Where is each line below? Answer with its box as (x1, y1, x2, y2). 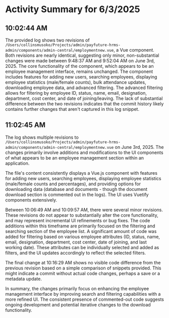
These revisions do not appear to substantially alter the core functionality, (5, 212, 158, 218)
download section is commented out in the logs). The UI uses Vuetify (5, 191, 149, 197)
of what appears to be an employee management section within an (5, 154, 144, 161)
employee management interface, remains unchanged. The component (5, 68, 153, 74)
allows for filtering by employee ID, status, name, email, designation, (5, 90, 147, 96)
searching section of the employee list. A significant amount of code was (5, 228, 157, 234)
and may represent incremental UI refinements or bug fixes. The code (5, 217, 150, 223)
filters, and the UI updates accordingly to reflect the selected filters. (5, 250, 146, 256)
